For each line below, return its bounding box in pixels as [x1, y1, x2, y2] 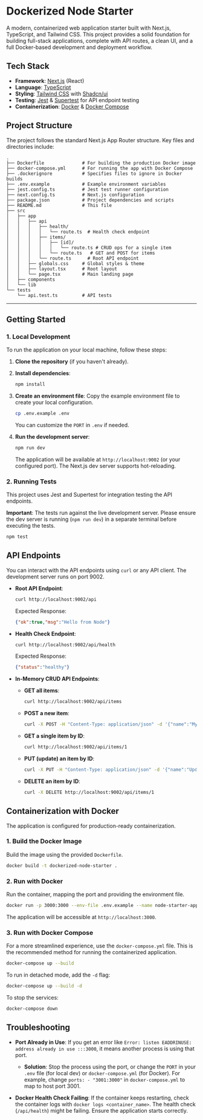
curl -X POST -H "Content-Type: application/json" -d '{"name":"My [24, 721, 198, 727]
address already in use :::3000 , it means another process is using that [14, 1045, 195, 1052]
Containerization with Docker [6, 806, 120, 816]
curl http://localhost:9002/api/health [14, 641, 116, 648]
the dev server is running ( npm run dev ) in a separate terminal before [6, 516, 177, 523]
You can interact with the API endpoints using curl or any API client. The [6, 566, 187, 574]
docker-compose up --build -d [6, 983, 83, 989]
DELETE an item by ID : [24, 778, 80, 785]
